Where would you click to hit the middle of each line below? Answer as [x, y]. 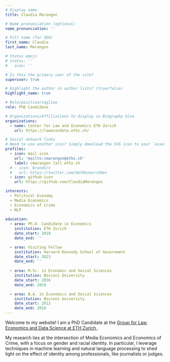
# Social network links [30, 140]
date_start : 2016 [33, 280]
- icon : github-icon [31, 177]
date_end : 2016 [30, 308]
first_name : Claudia [27, 43]
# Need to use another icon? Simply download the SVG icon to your [78, 144]
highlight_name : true [28, 93]
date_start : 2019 [33, 233]
